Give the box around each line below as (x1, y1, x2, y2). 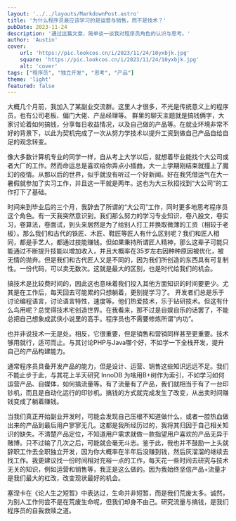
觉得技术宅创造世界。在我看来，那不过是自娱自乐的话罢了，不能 (44, 306, 229, 314)
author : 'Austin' (7, 37, 58, 44)
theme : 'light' (7, 75, 52, 83)
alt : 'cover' (20, 63, 58, 70)
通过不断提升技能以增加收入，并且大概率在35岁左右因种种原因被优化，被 (13, 247, 224, 256)
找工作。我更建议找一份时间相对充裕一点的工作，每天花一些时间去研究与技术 (7, 456, 229, 465)
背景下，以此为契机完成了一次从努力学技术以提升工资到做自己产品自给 (19, 129, 223, 137)
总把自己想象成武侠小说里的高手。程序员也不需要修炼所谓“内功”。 (7, 315, 198, 323)
